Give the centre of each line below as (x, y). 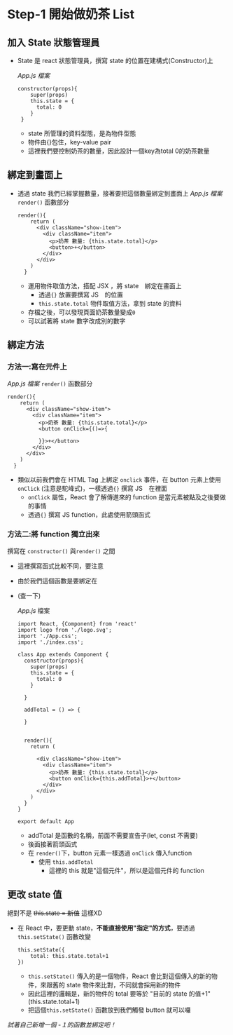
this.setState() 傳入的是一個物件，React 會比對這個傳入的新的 (120, 976)
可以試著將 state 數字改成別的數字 (77, 320)
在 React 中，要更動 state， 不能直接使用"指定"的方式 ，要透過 (106, 928)
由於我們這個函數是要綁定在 (57, 581)
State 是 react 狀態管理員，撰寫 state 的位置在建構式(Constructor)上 (115, 61)
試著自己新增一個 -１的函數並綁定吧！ (62, 1024)
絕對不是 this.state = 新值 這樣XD (55, 913)
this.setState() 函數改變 (54, 936)
